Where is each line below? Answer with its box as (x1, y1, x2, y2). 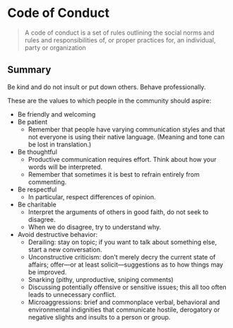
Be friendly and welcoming (17, 110, 96, 118)
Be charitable (17, 200, 56, 209)
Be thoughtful (17, 147, 58, 156)
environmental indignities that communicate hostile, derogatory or (28, 305, 220, 314)
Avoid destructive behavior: (17, 230, 97, 238)
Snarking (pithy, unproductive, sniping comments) (28, 275, 174, 283)
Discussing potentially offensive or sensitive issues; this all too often (28, 283, 227, 291)
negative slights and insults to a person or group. (28, 312, 171, 321)
